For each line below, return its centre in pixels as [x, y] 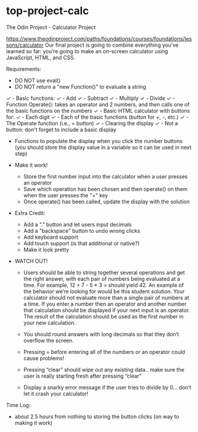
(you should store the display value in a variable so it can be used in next [103, 147]
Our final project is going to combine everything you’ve [112, 45]
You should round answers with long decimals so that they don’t [101, 334]
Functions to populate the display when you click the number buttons [98, 141]
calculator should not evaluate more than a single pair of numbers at [106, 297]
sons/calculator [25, 45]
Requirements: [24, 69]
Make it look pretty [46, 249]
